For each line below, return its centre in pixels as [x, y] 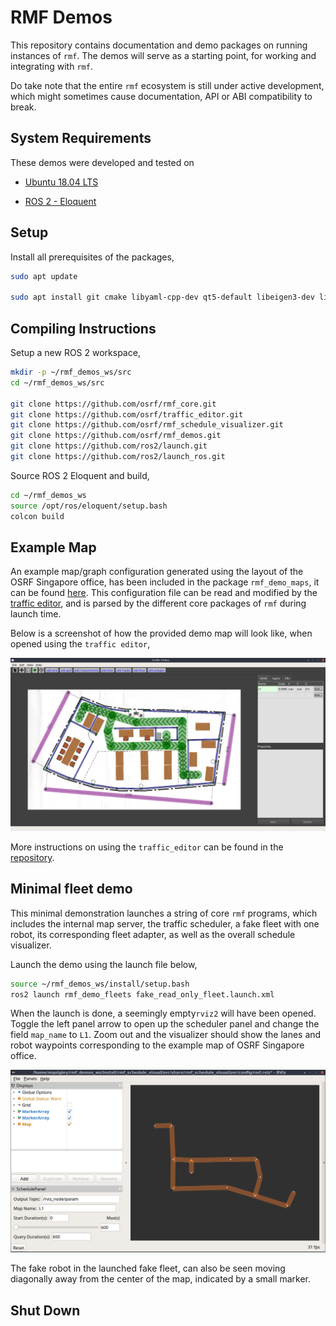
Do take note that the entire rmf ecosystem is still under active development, [167, 85]
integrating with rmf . [51, 66]
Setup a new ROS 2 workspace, [75, 352]
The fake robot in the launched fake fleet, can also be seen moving [148, 1268]
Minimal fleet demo [71, 889]
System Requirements [81, 138]
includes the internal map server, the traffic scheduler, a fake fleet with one [165, 923]
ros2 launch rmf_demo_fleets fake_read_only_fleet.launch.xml [142, 994]
